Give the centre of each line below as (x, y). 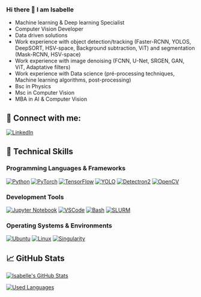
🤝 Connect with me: (43, 118)
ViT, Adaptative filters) (43, 67)
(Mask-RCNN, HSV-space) (48, 55)
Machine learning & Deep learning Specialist (70, 23)
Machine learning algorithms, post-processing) (73, 80)
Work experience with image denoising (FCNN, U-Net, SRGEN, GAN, (100, 61)
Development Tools (35, 197)
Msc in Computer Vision (45, 93)
